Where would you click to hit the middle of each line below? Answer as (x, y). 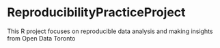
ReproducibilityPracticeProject (96, 13)
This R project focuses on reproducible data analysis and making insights (110, 31)
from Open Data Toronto (41, 38)
